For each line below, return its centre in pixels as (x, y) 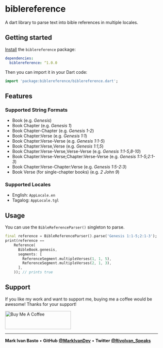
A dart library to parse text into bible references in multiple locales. (72, 22)
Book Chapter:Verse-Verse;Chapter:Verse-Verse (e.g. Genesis (74, 157)
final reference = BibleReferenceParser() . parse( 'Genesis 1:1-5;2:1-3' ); (81, 236)
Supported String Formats (36, 110)
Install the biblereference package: (41, 49)
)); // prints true (33, 272)
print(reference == (25, 241)
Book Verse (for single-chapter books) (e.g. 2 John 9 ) (66, 172)
